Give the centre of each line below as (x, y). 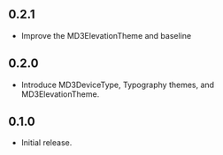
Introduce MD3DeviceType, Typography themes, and (117, 85)
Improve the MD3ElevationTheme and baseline (106, 35)
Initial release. (46, 143)
